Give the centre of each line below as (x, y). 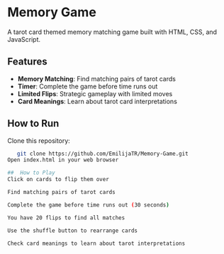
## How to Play (31, 173)
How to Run (33, 123)
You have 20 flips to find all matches (66, 218)
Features (27, 62)
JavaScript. (24, 39)
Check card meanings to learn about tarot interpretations (96, 243)
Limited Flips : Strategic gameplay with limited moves (95, 93)
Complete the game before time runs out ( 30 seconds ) (89, 205)
